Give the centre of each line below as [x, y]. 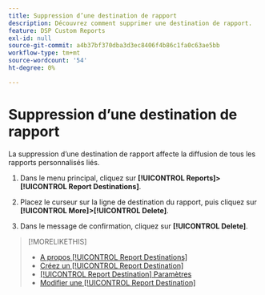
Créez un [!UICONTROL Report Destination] [112, 265]
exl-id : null [30, 38]
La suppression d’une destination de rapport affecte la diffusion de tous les [132, 154]
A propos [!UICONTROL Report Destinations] [114, 257]
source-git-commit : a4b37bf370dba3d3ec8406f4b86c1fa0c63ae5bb [114, 46]
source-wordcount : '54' [48, 61]
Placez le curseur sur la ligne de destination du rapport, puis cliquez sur [139, 202]
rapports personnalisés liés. [54, 162]
